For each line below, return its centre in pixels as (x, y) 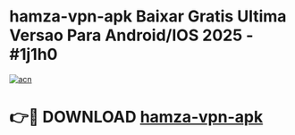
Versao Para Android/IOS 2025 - (131, 35)
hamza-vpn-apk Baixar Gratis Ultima (148, 17)
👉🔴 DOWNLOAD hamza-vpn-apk (136, 117)
